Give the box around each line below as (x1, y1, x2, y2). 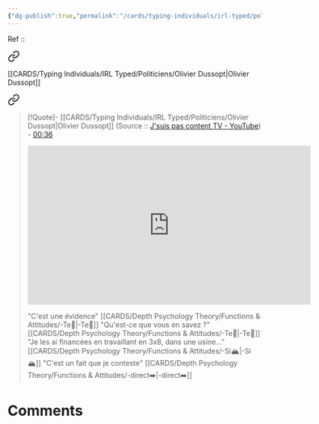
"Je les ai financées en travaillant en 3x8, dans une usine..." (27, 337, 225, 346)
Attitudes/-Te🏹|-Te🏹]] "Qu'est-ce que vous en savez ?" (27, 320, 211, 330)
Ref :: (7, 34, 26, 44)
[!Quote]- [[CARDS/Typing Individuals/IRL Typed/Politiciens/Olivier (27, 112, 250, 122)
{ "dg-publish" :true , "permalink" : (7, 11, 120, 20)
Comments (7, 401, 83, 420)
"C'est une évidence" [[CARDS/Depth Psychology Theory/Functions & (27, 311, 260, 321)
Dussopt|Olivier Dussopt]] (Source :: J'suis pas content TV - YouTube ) (27, 120, 262, 130)
